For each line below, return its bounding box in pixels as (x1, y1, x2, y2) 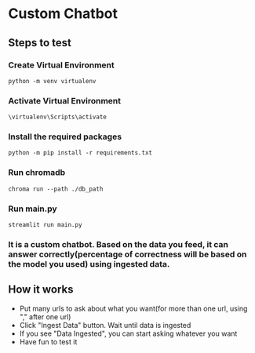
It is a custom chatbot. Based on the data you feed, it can (8, 238, 229, 249)
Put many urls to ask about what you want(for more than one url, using (19, 304, 248, 313)
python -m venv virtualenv (8, 77, 97, 85)
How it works (8, 283, 74, 297)
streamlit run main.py (8, 221, 82, 229)
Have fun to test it (19, 337, 78, 346)
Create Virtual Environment (8, 60, 115, 71)
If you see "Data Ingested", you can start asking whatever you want (19, 329, 238, 338)
